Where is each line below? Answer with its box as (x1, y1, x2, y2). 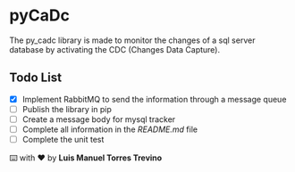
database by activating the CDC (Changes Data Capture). (9, 44, 221, 54)
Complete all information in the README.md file (21, 124, 198, 135)
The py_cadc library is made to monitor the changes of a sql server (9, 35, 256, 45)
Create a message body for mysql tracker (21, 113, 176, 125)
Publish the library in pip (21, 103, 112, 114)
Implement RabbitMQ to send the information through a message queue (21, 94, 287, 104)
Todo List (9, 70, 63, 86)
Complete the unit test (21, 135, 105, 144)
